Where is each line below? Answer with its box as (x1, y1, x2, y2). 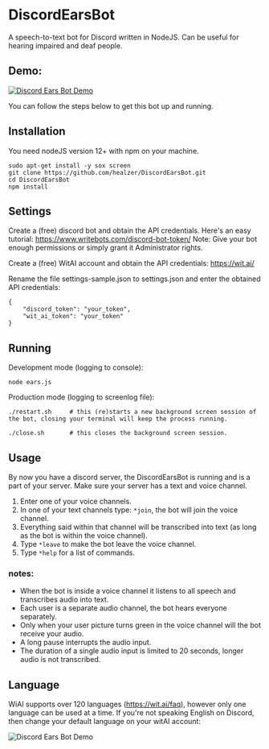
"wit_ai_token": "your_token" (22, 312, 124, 321)
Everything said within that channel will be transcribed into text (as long (19, 522, 257, 532)
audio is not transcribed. (19, 655, 101, 664)
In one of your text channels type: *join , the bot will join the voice (19, 505, 238, 515)
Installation (8, 125, 66, 139)
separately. (19, 612, 58, 622)
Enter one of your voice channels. (19, 497, 132, 506)
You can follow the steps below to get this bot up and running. (8, 101, 214, 110)
